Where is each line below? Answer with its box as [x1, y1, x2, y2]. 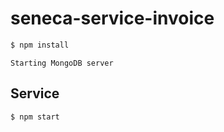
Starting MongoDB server [10, 58, 114, 68]
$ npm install [10, 40, 70, 50]
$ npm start [10, 112, 60, 122]
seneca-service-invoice [10, 7, 215, 30]
